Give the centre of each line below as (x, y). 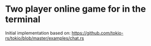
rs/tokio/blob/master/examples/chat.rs (45, 38)
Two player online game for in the (75, 9)
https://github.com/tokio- (97, 33)
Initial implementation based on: (38, 33)
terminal (23, 19)
